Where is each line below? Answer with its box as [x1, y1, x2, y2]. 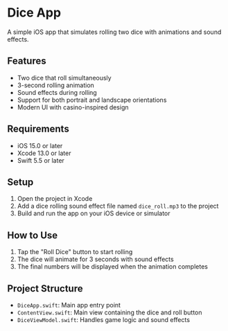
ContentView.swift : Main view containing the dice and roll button [17, 308, 202, 316]
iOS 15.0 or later [17, 141, 63, 150]
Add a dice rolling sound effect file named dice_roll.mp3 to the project [17, 202, 219, 211]
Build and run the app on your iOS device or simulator [17, 209, 171, 217]
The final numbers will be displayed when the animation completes [17, 262, 208, 271]
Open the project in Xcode [17, 195, 93, 203]
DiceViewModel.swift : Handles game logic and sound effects [17, 316, 191, 323]
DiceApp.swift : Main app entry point [17, 301, 121, 309]
